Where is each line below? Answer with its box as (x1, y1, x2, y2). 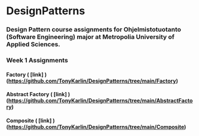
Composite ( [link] (6, 117, 52, 124)
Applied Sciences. (6, 40, 61, 49)
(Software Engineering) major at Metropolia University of (6, 33, 175, 41)
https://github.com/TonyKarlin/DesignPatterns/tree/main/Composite (8, 123, 185, 130)
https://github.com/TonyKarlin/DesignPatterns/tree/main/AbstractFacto (8, 97, 193, 105)
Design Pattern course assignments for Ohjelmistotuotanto (6, 26, 181, 34)
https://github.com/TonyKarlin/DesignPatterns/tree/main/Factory (8, 77, 176, 84)
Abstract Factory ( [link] (6, 91, 67, 98)
